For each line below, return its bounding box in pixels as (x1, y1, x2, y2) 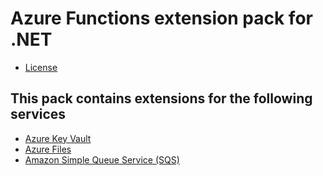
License (24, 61, 58, 73)
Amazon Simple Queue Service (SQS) (24, 153, 180, 166)
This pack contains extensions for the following (10, 90, 313, 107)
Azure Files (24, 143, 72, 155)
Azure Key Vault (24, 132, 92, 144)
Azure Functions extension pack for (10, 7, 313, 30)
